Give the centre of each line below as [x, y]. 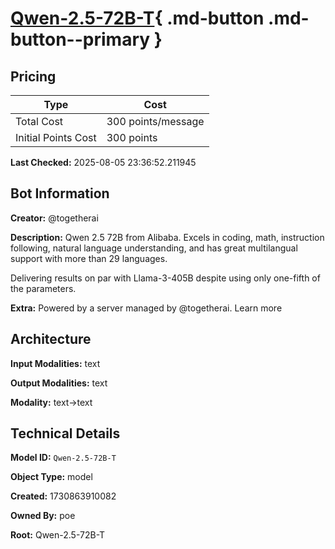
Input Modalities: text [55, 363]
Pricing [33, 76]
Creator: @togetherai [54, 218]
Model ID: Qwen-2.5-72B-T [63, 458]
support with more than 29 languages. [89, 258]
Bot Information [60, 193]
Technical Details [65, 433]
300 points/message [155, 121]
